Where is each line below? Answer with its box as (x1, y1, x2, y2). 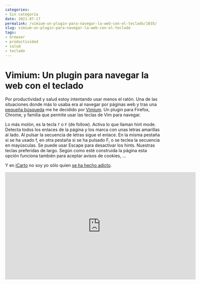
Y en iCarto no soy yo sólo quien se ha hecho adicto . (5, 162, 112, 168)
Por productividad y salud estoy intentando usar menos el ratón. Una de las (5, 96, 158, 102)
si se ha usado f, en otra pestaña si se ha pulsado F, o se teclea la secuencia (5, 137, 160, 143)
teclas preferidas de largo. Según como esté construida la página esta (5, 148, 147, 154)
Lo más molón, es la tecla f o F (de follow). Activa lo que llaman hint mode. (5, 122, 156, 127)
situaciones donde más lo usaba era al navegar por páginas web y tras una (5, 101, 157, 107)
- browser (5, 35, 26, 40)
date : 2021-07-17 (5, 16, 41, 21)
